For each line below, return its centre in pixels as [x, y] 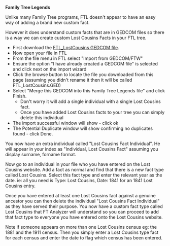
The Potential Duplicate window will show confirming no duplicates [83, 128]
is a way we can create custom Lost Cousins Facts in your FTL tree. [76, 38]
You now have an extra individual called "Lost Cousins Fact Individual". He [83, 144]
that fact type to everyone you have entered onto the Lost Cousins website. [84, 217]
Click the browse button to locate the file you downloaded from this [83, 75]
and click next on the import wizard [49, 69]
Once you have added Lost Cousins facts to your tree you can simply [92, 112]
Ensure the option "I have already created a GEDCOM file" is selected [85, 64]
